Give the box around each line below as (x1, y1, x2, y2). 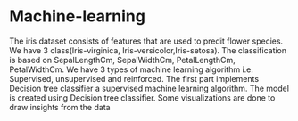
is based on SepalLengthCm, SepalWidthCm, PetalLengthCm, (9, 54, 236, 65)
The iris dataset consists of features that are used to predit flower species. (9, 36, 284, 46)
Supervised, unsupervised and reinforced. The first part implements (9, 73, 260, 84)
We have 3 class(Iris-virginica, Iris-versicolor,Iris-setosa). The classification (9, 44, 287, 55)
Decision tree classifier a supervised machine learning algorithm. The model (9, 83, 290, 93)
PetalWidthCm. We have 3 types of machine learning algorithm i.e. (9, 64, 254, 75)
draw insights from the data (9, 101, 111, 112)
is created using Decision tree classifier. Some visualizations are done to (9, 92, 276, 103)
